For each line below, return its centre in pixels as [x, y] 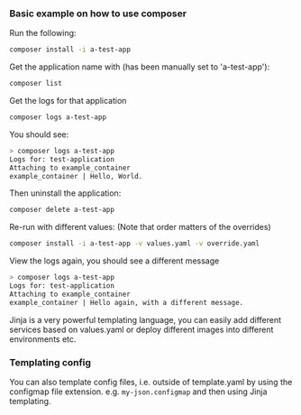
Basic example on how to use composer [98, 14]
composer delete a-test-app [62, 210]
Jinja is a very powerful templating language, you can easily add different [146, 319]
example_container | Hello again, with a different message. [127, 302]
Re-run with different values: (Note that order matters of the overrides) [141, 227]
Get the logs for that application [68, 101]
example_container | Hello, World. [76, 176]
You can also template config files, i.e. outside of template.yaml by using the [151, 382]
